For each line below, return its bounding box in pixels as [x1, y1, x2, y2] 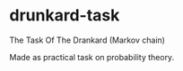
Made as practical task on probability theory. [9, 51, 175, 62]
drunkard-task [9, 5, 120, 26]
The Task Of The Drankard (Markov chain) [9, 35, 166, 45]
